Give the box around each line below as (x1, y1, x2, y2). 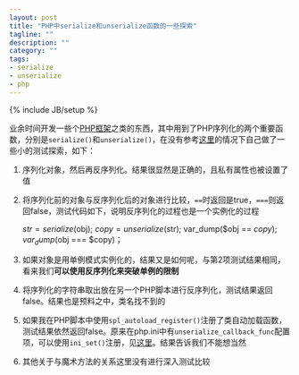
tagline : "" (9, 30, 54, 38)
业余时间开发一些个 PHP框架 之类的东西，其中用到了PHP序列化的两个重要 (9, 123, 276, 133)
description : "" (9, 38, 70, 47)
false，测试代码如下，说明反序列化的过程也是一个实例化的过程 (29, 205, 260, 216)
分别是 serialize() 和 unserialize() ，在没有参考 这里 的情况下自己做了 (24, 133, 278, 144)
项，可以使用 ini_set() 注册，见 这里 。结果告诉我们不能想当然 (21, 337, 247, 348)
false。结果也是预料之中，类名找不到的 (21, 296, 166, 307)
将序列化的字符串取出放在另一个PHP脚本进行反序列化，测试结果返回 (21, 285, 274, 295)
